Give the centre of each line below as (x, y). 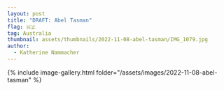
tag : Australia (29, 33)
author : (19, 46)
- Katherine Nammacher (47, 53)
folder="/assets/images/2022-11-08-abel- (156, 72)
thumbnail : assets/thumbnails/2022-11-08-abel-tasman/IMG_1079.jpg (108, 40)
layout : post (26, 14)
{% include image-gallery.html (51, 72)
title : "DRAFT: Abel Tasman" (50, 20)
